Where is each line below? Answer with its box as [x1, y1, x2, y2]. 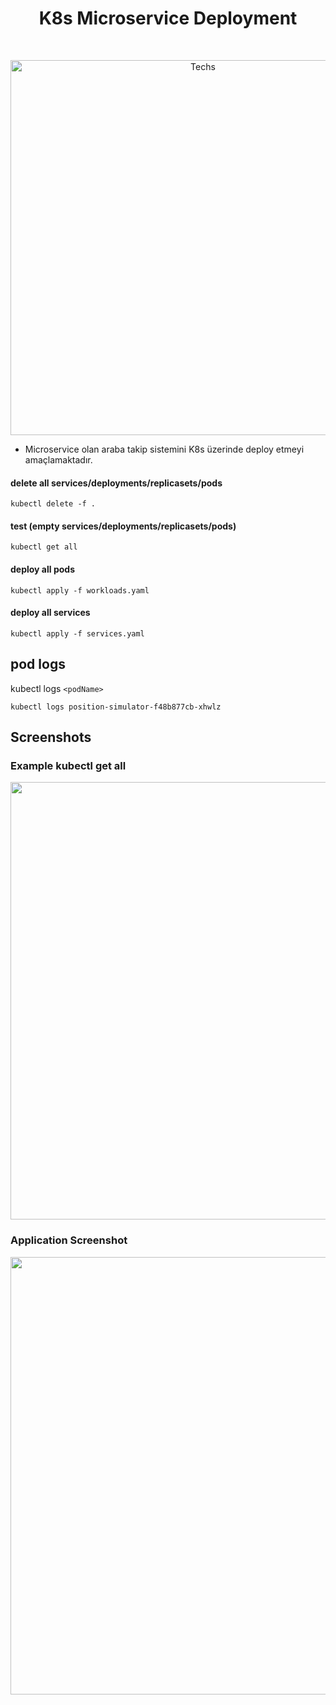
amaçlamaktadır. [24, 453, 93, 466]
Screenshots [10, 728, 92, 746]
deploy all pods [10, 563, 75, 575]
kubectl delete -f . [10, 499, 97, 509]
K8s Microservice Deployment [38, 7, 298, 30]
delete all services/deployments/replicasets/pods [10, 477, 223, 489]
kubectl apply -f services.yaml [10, 628, 145, 639]
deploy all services [10, 607, 91, 619]
